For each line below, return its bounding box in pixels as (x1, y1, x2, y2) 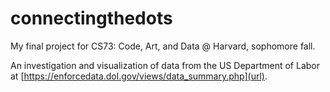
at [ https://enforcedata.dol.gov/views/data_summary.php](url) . (10, 70, 268, 82)
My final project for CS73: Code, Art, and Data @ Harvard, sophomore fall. (10, 40, 316, 52)
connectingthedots (10, 7, 173, 30)
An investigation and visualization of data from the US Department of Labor (10, 59, 320, 71)
